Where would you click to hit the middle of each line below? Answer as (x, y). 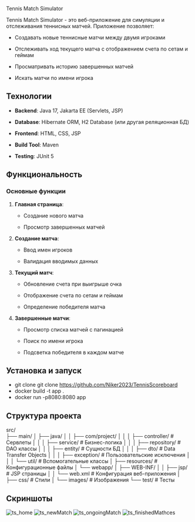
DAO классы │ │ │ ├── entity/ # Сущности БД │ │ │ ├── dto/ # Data (91, 449)
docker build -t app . (39, 391)
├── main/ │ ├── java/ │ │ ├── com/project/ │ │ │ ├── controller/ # (90, 436)
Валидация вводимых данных (61, 261)
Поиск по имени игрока (53, 341)
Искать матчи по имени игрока (54, 78)
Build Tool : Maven (37, 145)
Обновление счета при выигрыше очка (73, 284)
